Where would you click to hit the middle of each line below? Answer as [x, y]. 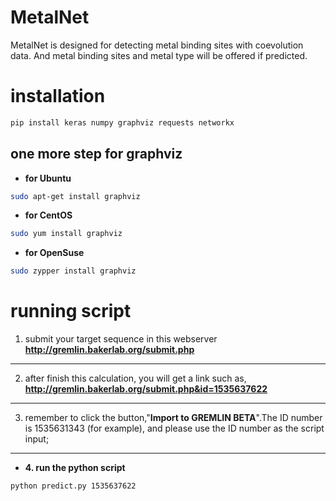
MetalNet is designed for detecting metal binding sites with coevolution [157, 45]
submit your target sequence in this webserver [121, 339]
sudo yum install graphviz [66, 234]
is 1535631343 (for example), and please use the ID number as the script [174, 428]
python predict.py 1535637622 [73, 486]
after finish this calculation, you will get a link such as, [135, 378]
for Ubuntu [48, 178]
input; [37, 439]
